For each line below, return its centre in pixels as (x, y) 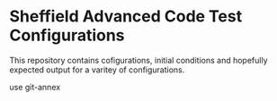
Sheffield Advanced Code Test (126, 17)
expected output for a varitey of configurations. (97, 70)
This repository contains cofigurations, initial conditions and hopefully (138, 60)
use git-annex (35, 87)
